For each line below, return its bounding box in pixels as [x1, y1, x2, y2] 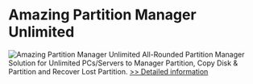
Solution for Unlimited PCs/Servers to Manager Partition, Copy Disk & [8, 58, 238, 68]
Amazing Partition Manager [8, 6, 197, 24]
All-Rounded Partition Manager [142, 49, 245, 59]
